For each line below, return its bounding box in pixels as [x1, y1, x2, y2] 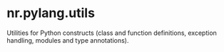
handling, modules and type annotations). [6, 36, 129, 44]
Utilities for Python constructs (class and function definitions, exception [6, 28, 217, 37]
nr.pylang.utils [6, 5, 96, 21]
